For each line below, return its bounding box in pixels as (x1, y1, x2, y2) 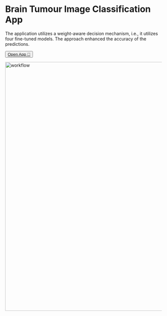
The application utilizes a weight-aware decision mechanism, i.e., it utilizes (5, 30, 158, 36)
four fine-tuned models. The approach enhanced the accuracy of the (5, 36, 147, 42)
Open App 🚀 (7, 51, 31, 57)
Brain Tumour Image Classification (5, 3, 151, 15)
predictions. (5, 41, 30, 47)
